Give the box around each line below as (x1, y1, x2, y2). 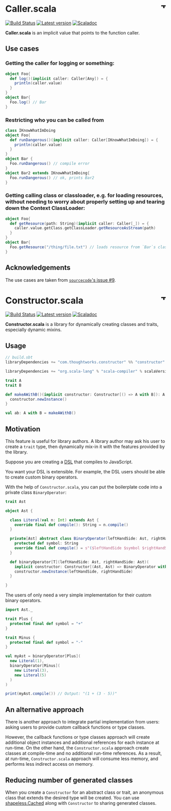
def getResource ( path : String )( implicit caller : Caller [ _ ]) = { (10, 221, 149, 226)
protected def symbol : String (14, 541, 79, 546)
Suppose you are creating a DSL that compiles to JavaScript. (5, 459, 133, 465)
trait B (5, 382, 22, 388)
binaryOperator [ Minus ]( (10, 663, 60, 669)
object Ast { (5, 508, 33, 514)
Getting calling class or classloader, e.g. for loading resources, (5, 192, 164, 199)
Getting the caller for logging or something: (5, 59, 115, 67)
